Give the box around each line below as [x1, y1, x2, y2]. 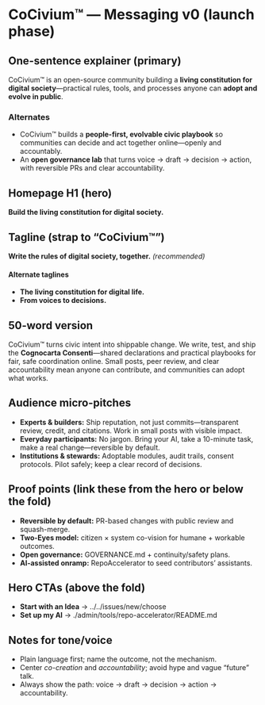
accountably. [19, 147, 63, 156]
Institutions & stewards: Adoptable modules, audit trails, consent [19, 450, 234, 461]
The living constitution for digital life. [19, 287, 145, 297]
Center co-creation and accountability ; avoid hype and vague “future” [19, 663, 250, 672]
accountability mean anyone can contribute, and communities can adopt [8, 365, 245, 374]
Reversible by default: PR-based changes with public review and [19, 515, 234, 525]
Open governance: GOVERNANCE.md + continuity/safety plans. [19, 550, 231, 559]
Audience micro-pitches [8, 397, 132, 410]
